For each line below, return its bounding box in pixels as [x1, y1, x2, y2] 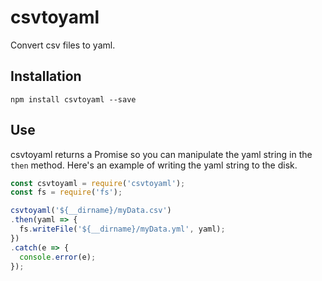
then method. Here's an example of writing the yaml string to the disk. [10, 159, 298, 171]
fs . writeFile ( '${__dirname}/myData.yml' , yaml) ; [19, 224, 226, 235]
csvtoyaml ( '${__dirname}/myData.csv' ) [10, 206, 172, 216]
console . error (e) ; [19, 252, 97, 262]
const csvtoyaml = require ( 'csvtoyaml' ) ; [10, 178, 186, 188]
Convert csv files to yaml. [10, 39, 116, 51]
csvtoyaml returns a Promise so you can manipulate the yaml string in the [10, 148, 313, 160]
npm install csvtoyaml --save [10, 94, 137, 105]
